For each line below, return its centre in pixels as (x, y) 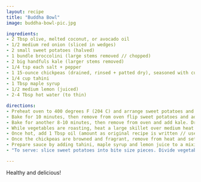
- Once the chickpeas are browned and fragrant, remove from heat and (96, 139)
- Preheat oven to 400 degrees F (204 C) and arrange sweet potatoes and (100, 111)
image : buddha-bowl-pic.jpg (41, 23)
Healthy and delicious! (34, 172)
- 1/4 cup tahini (28, 78)
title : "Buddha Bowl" (33, 17)
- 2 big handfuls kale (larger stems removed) (65, 61)
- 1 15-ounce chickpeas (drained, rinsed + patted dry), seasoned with (97, 72)
